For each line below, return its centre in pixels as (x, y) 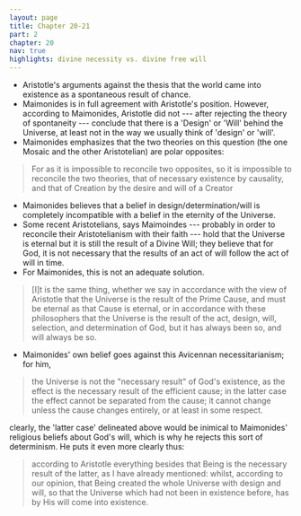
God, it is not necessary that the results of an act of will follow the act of (155, 253)
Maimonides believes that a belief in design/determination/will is (141, 206)
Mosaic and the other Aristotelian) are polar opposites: (123, 152)
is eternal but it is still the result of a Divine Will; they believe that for (148, 244)
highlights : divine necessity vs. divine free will (108, 59)
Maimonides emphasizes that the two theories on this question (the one (155, 142)
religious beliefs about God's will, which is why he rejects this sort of (136, 437)
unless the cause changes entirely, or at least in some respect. (147, 410)
